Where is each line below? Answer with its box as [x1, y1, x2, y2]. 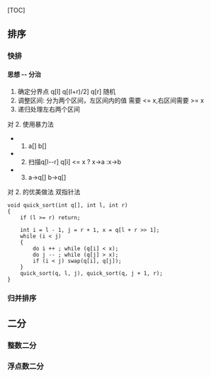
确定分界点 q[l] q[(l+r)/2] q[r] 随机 [17, 87, 116, 95]
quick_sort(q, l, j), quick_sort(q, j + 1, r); [20, 269, 163, 277]
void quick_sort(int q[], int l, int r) [7, 202, 129, 209]
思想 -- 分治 [7, 70, 41, 79]
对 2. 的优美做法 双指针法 [7, 187, 81, 196]
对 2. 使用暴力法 [7, 120, 55, 128]
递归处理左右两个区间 [17, 105, 80, 113]
